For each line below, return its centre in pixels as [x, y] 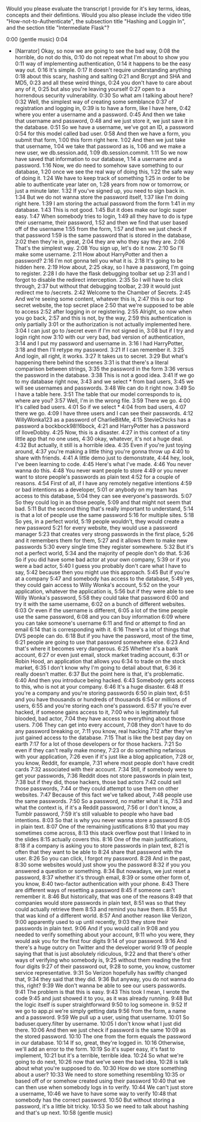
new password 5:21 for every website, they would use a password [96, 528]
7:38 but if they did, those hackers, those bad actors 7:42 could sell [98, 782]
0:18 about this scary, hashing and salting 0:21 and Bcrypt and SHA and [103, 76]
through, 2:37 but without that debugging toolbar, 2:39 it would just [98, 286]
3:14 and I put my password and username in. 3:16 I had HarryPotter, [99, 343]
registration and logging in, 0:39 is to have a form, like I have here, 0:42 [103, 108]
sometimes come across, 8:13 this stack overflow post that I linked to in [103, 833]
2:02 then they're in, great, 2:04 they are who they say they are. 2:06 [100, 241]
